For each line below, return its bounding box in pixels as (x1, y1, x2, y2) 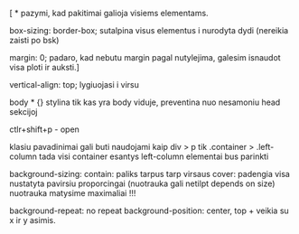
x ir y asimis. (9, 215, 56, 225)
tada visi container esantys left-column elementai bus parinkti (39, 151, 269, 162)
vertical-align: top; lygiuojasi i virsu (9, 80, 140, 89)
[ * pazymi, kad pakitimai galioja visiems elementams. (9, 8, 210, 18)
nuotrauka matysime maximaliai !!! (9, 188, 136, 198)
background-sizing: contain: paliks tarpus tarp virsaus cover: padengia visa (9, 169, 291, 179)
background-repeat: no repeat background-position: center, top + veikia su (9, 205, 289, 216)
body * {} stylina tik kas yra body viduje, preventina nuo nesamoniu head (9, 97, 281, 108)
